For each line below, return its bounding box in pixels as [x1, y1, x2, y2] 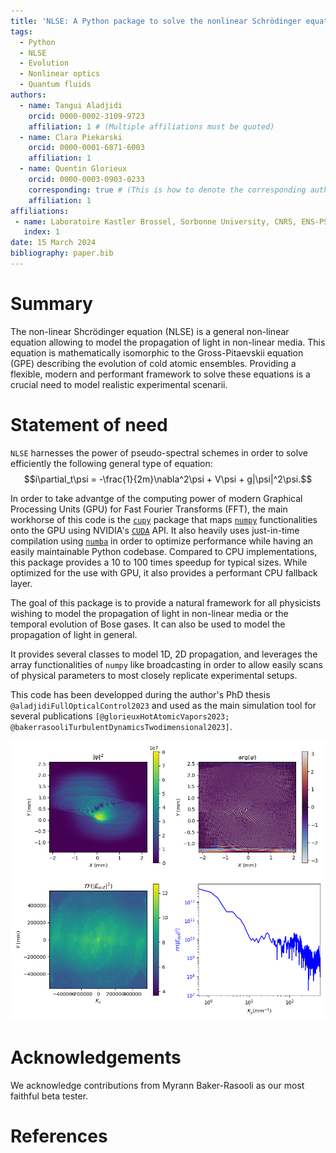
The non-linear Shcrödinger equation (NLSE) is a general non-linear [10, 325, 290, 337]
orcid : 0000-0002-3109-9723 [28, 111, 145, 121]
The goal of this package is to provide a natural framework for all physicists [10, 596, 322, 609]
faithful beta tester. [10, 1090, 89, 1102]
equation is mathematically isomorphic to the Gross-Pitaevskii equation [10, 346, 304, 359]
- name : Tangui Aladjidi [19, 100, 123, 110]
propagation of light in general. [10, 628, 138, 640]
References [10, 1125, 108, 1147]
